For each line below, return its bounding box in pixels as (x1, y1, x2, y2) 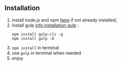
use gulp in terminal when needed (11, 50, 81, 56)
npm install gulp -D (11, 36, 54, 41)
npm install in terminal (11, 44, 59, 51)
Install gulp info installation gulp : (11, 22, 79, 28)
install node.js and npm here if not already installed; (11, 17, 117, 23)
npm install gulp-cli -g (11, 32, 63, 36)
